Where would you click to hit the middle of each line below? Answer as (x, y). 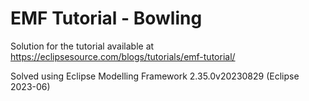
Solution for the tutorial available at (82, 46)
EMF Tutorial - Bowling (106, 18)
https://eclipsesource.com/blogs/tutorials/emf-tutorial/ (123, 56)
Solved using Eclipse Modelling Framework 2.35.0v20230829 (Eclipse (155, 76)
